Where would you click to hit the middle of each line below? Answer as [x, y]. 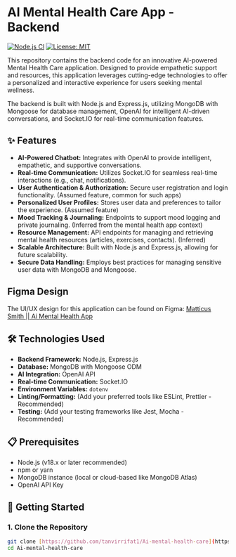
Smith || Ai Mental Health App [50, 316]
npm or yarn [35, 470]
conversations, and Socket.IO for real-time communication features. [105, 118]
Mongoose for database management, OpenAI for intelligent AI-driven [109, 111]
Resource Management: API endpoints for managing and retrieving [115, 232]
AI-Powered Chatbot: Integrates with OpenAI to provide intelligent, [114, 157]
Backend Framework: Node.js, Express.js [78, 360]
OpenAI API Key [40, 485]
